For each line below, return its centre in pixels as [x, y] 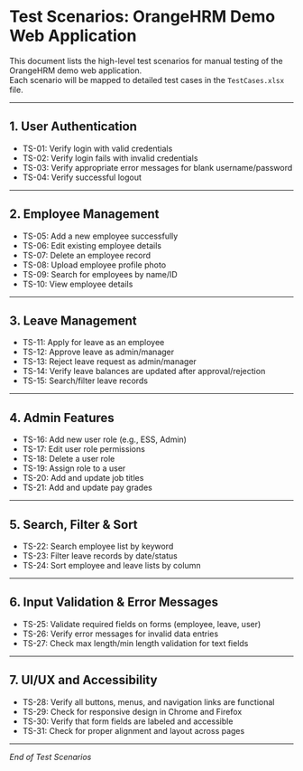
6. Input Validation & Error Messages [114, 602]
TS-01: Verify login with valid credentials [97, 148]
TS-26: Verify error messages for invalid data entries [120, 634]
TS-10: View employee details [78, 284]
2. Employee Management [84, 214]
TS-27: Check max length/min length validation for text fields [135, 643]
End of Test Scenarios [50, 757]
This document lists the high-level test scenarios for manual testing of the [146, 61]
